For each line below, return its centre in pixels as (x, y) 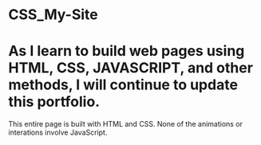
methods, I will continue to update (123, 85)
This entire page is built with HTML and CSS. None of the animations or (126, 124)
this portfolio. (54, 102)
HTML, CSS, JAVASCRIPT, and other (131, 68)
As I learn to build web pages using (127, 51)
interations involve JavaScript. (58, 132)
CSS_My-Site (53, 15)
